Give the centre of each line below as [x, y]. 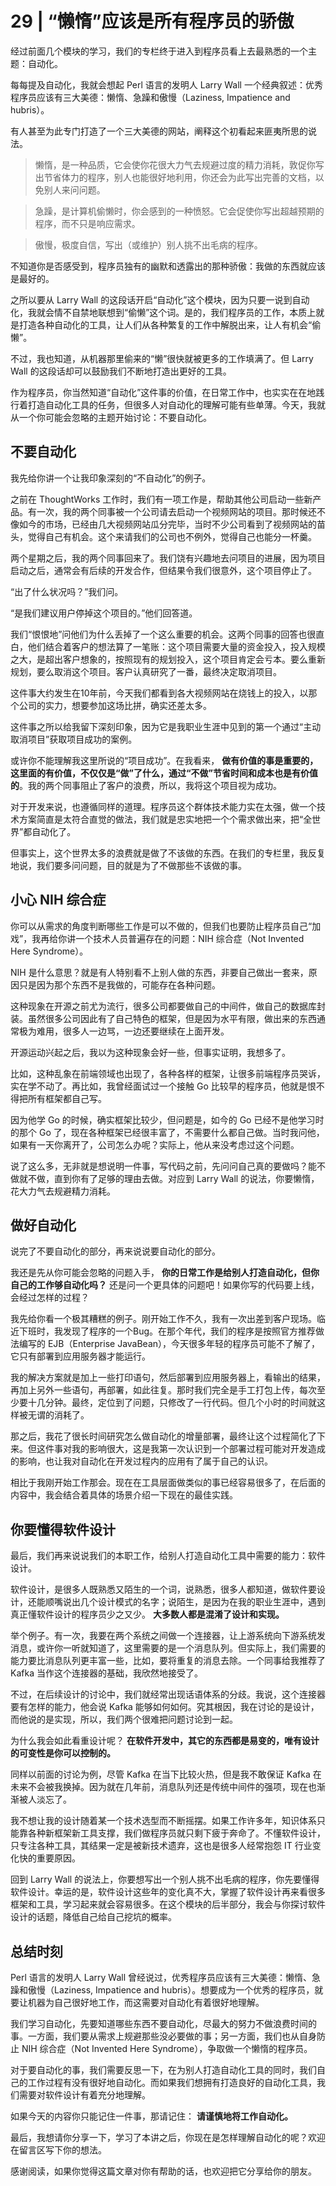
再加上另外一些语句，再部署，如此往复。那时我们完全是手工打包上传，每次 [163, 1390]
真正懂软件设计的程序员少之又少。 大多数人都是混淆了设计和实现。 [147, 1614]
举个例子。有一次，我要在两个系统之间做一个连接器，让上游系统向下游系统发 [168, 1636]
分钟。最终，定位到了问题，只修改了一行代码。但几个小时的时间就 [180, 1403]
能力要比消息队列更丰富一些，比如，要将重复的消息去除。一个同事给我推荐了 [168, 1661]
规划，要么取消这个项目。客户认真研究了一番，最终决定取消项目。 [146, 671]
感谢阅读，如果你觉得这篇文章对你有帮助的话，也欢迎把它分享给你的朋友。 [163, 2171]
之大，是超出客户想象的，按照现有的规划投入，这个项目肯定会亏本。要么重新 [168, 659]
